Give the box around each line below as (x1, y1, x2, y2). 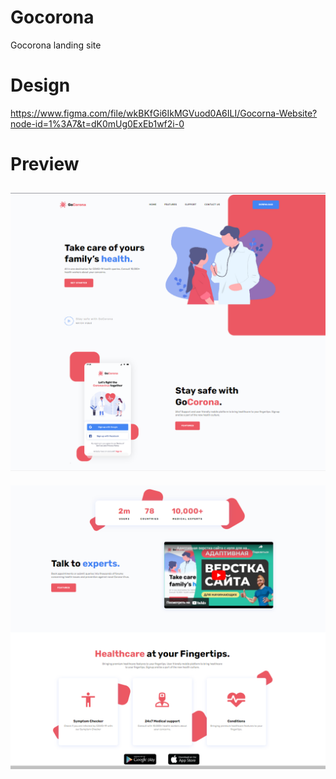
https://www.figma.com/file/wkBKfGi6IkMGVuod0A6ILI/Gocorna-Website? (10, 107, 318, 119)
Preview (10, 153, 80, 176)
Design (10, 74, 71, 97)
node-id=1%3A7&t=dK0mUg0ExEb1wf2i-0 (10, 117, 185, 130)
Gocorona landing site (10, 39, 102, 51)
